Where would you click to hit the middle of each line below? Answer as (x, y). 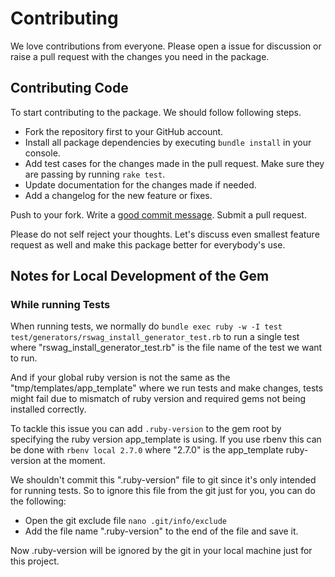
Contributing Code (69, 88)
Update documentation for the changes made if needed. (140, 184)
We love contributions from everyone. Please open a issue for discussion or (166, 46)
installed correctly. (48, 409)
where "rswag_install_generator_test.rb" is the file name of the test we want (166, 348)
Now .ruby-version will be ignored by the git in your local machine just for (161, 551)
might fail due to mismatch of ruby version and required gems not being (158, 399)
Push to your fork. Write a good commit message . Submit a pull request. (158, 214)
